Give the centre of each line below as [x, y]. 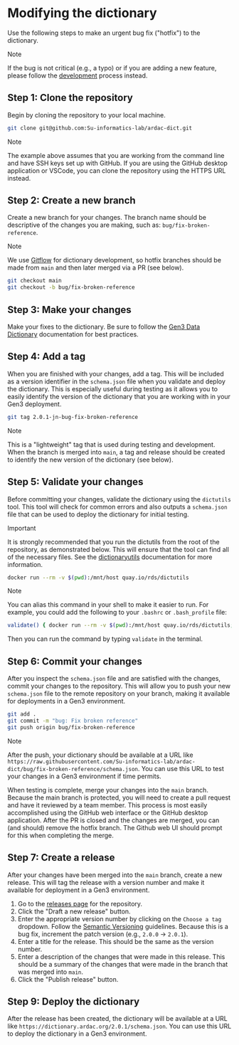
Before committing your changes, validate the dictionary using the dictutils [119, 499]
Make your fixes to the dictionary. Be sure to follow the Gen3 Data [104, 327]
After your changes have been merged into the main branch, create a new [115, 875]
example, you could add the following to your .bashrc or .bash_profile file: [117, 612]
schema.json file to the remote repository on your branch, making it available [119, 694]
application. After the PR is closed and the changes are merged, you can [113, 820]
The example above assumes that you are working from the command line [116, 155]
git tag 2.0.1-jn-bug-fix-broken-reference [73, 417]
